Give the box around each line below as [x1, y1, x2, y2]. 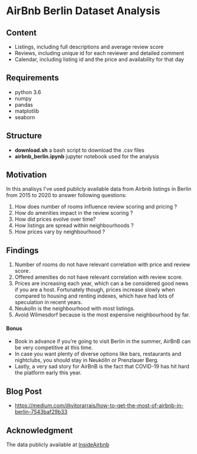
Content [6, 28, 37, 38]
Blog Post [6, 386, 42, 396]
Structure [6, 131, 42, 141]
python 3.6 [14, 89, 41, 96]
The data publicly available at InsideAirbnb [6, 441, 110, 448]
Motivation [6, 170, 47, 180]
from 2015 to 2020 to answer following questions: [6, 192, 127, 199]
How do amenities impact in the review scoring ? [14, 210, 133, 217]
